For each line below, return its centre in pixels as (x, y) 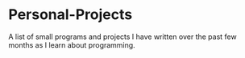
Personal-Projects (71, 15)
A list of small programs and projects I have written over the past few (122, 37)
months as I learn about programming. (72, 44)
